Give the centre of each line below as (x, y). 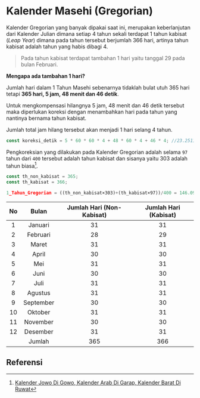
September (39, 303)
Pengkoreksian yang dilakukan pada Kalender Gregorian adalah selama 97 (97, 152)
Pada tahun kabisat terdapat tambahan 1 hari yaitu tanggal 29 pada (103, 58)
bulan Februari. (39, 64)
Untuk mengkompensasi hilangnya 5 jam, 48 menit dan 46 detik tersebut (95, 105)
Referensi (24, 362)
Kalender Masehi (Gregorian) (79, 11)
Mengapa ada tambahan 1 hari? (46, 76)
